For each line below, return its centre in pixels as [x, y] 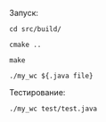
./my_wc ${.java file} [51, 76]
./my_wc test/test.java [53, 109]
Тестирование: [37, 92]
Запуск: [24, 13]
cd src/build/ [36, 29]
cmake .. [25, 45]
